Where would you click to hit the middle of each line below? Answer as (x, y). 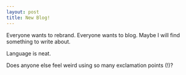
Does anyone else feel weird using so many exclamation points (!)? (90, 65)
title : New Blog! (28, 18)
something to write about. (39, 41)
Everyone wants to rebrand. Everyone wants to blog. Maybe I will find (93, 35)
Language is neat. (29, 53)
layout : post (23, 12)
